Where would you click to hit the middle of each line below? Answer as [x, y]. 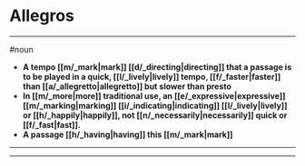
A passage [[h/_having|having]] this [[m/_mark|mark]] [128, 134]
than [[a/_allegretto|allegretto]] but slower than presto [127, 86]
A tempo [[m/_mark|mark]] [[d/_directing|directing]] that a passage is [157, 67]
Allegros [42, 16]
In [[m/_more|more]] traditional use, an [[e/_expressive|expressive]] [154, 95]
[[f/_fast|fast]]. [52, 124]
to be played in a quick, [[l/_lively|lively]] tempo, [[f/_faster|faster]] [152, 76]
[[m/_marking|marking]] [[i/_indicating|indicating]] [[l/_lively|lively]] [155, 105]
